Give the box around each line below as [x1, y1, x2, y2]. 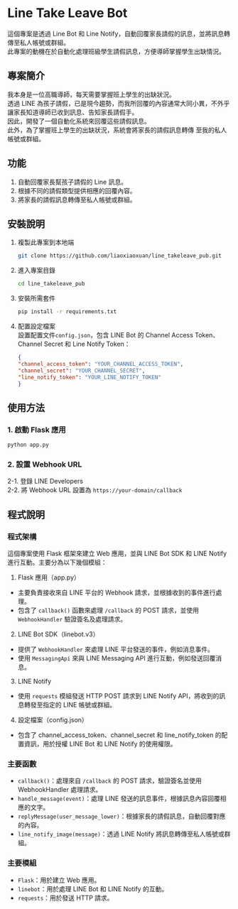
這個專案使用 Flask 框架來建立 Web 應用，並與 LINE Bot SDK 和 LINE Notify [7, 549, 227, 557]
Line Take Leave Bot [7, 5, 128, 21]
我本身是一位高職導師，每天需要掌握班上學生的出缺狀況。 [7, 90, 175, 99]
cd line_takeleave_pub [17, 281, 85, 288]
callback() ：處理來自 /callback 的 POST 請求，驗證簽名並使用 [17, 776, 202, 785]
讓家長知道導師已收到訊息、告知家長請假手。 [7, 108, 139, 116]
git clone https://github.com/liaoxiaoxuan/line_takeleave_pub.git [17, 252, 222, 260]
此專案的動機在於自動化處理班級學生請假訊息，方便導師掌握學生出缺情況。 [7, 47, 225, 55]
